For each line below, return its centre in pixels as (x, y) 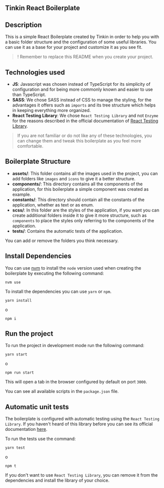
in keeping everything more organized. (51, 110)
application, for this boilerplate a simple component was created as (80, 189)
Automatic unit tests (37, 407)
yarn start (16, 354)
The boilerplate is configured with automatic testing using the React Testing (82, 419)
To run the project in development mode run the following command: (75, 346)
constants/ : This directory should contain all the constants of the (78, 200)
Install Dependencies (38, 256)
